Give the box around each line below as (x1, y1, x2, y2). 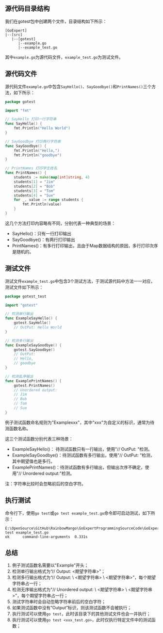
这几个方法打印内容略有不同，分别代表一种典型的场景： (5, 220, 115, 226)
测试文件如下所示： (5, 284, 44, 290)
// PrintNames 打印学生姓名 (5, 166, 57, 171)
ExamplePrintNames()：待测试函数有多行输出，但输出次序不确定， (12, 464, 146, 470)
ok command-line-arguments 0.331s (5, 534, 88, 539)
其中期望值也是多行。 (12, 458, 55, 464)
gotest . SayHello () (14, 321, 51, 325)
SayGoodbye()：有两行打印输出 (12, 237, 75, 243)
